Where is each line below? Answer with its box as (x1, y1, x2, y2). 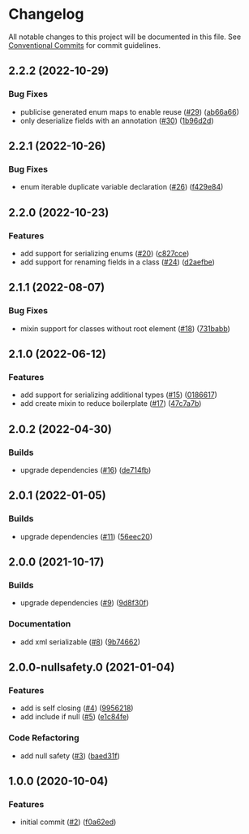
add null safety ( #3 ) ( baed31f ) (19, 750, 120, 761)
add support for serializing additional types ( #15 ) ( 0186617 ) (19, 390, 217, 400)
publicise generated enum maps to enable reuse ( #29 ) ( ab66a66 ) (19, 107, 239, 116)
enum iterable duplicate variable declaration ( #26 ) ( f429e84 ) (19, 182, 224, 192)
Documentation (8, 618, 71, 630)
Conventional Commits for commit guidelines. (8, 40, 161, 50)
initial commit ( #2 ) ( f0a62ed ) (19, 817, 117, 827)
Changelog (8, 5, 84, 24)
